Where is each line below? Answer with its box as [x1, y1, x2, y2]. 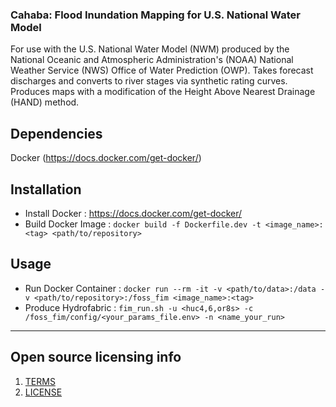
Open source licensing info [10, 349, 182, 366]
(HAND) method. [10, 96, 80, 108]
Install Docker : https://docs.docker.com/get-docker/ [24, 207, 243, 219]
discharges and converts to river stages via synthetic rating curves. [10, 75, 288, 87]
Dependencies [10, 125, 103, 142]
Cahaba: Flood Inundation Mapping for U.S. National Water [10, 8, 301, 22]
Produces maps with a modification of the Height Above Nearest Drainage [10, 86, 316, 98]
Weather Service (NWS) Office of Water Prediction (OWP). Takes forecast [10, 64, 314, 77]
